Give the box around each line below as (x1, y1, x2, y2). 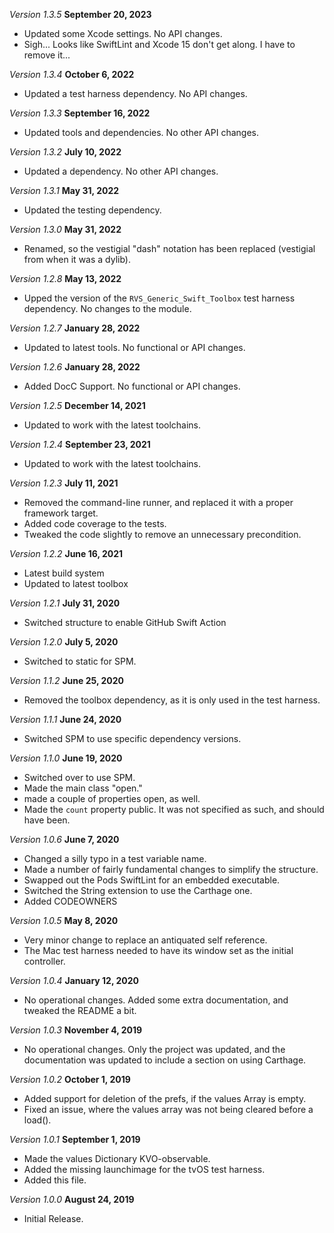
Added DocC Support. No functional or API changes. (23, 380, 241, 392)
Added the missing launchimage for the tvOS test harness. (23, 1164, 266, 1175)
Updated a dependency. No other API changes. (23, 165, 219, 177)
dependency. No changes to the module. (23, 303, 192, 314)
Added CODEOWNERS (23, 895, 118, 907)
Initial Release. (23, 1213, 84, 1224)
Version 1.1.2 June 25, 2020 (9, 675, 124, 686)
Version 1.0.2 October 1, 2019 (9, 1074, 131, 1085)
